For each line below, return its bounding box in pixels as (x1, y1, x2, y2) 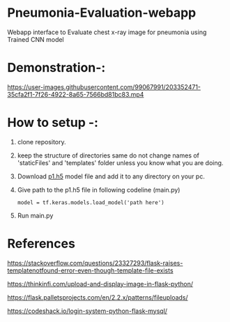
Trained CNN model (7, 35, 64, 43)
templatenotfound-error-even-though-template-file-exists (7, 266, 174, 275)
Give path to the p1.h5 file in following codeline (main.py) (17, 185, 181, 194)
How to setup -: (7, 115, 99, 130)
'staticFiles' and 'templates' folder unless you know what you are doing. (17, 158, 224, 167)
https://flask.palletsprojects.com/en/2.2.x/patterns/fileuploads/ (7, 293, 188, 301)
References (7, 236, 75, 252)
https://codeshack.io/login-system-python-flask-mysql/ (7, 307, 168, 315)
